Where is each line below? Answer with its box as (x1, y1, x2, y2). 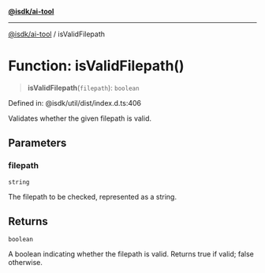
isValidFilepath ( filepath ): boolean (27, 83, 140, 92)
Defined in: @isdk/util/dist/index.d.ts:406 (8, 98, 142, 107)
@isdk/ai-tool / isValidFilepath (8, 29, 105, 39)
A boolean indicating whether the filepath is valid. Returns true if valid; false (8, 249, 254, 259)
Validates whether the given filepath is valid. (8, 114, 152, 123)
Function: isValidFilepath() (8, 57, 185, 75)
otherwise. (8, 258, 43, 267)
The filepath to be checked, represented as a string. (8, 192, 177, 201)
